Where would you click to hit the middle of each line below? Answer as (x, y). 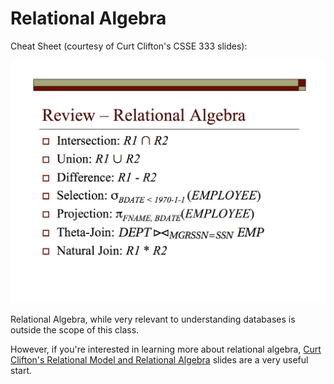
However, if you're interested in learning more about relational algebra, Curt (166, 349)
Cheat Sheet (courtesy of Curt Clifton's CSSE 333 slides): (129, 46)
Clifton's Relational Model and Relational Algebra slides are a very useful (159, 360)
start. (21, 371)
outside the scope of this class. (75, 330)
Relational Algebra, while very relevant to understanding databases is (153, 319)
